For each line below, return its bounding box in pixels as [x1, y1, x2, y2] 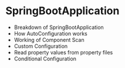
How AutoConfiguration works [13, 30, 87, 37]
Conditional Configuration [13, 55, 77, 62]
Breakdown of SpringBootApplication [13, 24, 104, 31]
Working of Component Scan [13, 36, 85, 43]
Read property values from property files [13, 48, 113, 56]
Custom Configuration [13, 43, 68, 50]
